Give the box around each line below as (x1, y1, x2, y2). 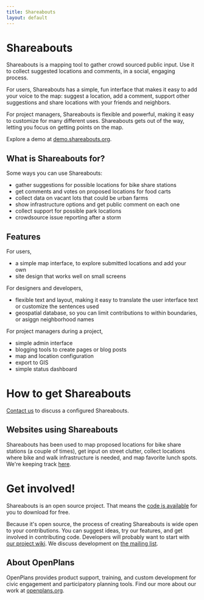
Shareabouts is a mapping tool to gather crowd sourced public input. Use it (6, 61, 195, 68)
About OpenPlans (6, 557, 75, 568)
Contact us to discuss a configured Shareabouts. (6, 407, 129, 414)
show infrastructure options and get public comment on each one (15, 201, 180, 208)
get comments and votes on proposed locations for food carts (15, 188, 171, 196)
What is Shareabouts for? (6, 153, 105, 164)
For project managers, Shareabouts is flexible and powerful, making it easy (6, 111, 194, 118)
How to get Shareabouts (6, 387, 132, 401)
